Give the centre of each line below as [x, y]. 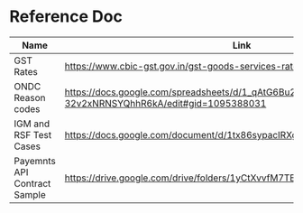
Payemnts [35, 161]
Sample [30, 194]
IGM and [32, 124]
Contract [32, 183]
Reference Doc [66, 17]
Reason [30, 97]
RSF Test [33, 134]
